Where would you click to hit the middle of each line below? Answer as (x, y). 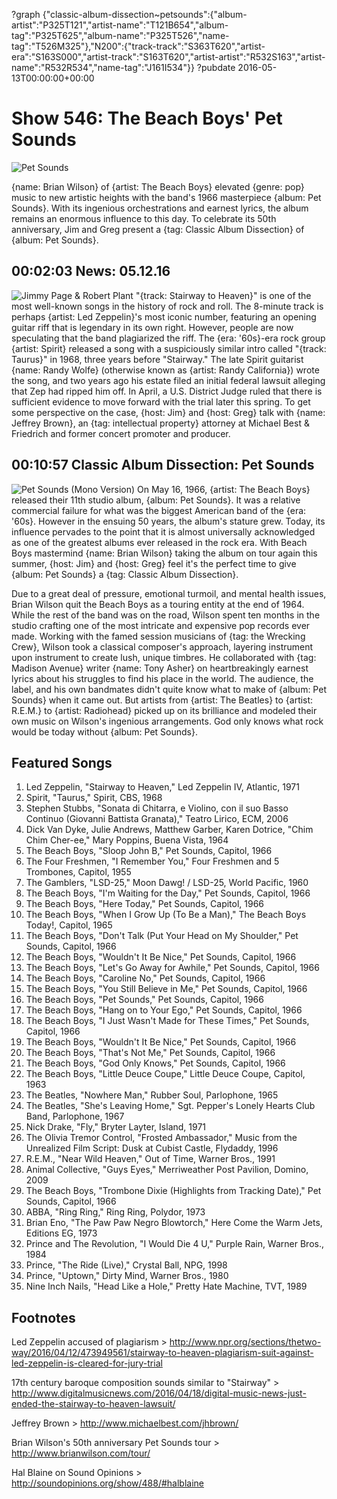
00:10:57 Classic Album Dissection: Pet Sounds (163, 465)
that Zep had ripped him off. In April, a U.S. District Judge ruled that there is (167, 391)
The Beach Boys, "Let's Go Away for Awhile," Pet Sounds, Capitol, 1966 (172, 968)
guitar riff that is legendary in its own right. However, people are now (152, 327)
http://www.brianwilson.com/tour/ (81, 1453)
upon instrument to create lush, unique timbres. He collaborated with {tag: (164, 657)
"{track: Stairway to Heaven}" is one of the (223, 295)
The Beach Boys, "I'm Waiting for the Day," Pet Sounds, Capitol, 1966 (168, 893)
